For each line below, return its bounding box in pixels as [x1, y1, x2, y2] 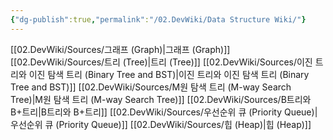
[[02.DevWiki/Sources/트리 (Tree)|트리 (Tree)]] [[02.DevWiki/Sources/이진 [10, 56, 313, 68]
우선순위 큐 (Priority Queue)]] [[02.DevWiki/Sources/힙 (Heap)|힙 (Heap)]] [10, 118, 312, 130]
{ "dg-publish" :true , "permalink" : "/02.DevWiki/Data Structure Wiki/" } [10, 14, 307, 25]
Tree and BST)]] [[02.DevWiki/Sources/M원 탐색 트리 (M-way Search [10, 81, 292, 93]
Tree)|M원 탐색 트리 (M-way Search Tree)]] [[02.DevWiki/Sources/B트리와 [10, 93, 312, 105]
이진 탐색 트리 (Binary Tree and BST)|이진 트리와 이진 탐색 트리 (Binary [28, 68, 310, 80]
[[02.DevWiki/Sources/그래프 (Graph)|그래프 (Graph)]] [10, 43, 231, 55]
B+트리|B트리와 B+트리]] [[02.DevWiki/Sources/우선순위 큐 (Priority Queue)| [10, 106, 318, 118]
